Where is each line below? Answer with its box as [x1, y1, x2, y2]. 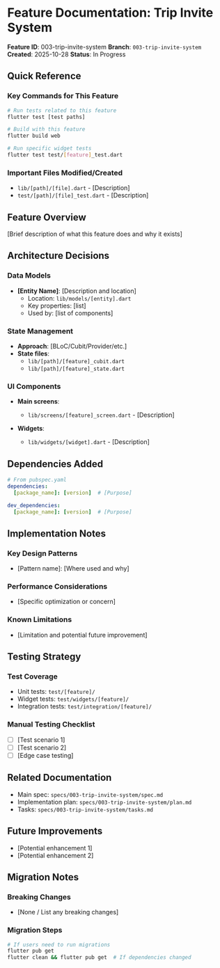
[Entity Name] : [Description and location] [17, 287, 137, 295]
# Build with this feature [7, 126, 86, 133]
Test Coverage [7, 672, 58, 681]
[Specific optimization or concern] [17, 597, 116, 606]
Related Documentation [7, 772, 112, 784]
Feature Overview [7, 211, 87, 223]
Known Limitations [7, 614, 72, 624]
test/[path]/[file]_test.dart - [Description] [17, 191, 149, 200]
